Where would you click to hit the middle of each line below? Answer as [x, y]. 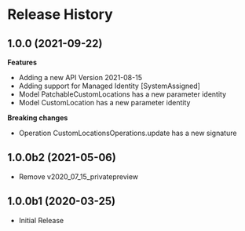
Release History [60, 15]
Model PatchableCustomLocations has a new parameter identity [122, 94]
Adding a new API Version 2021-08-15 [80, 77]
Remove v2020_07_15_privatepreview [79, 176]
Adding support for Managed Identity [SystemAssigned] [110, 86]
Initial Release [41, 220]
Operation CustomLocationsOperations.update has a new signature [128, 133]
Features [22, 62]
